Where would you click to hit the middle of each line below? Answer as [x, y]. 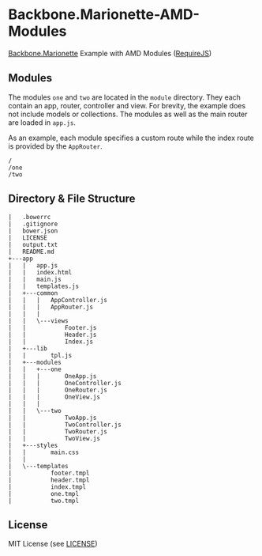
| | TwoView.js [54, 438]
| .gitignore [33, 224]
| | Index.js [51, 342]
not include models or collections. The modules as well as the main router [128, 114]
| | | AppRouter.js [51, 307]
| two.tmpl [44, 501]
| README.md [32, 252]
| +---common [33, 293]
